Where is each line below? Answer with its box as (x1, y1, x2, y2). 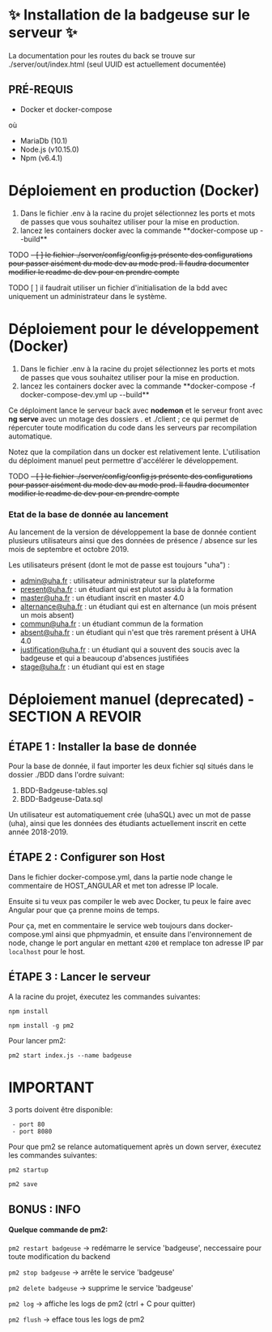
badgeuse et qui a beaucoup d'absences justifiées (19, 653, 189, 662)
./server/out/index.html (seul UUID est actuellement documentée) (8, 59, 227, 69)
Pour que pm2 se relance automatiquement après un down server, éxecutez (8, 1141, 261, 1152)
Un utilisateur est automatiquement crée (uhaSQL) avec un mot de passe (8, 809, 252, 820)
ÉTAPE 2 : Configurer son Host (8, 850, 165, 864)
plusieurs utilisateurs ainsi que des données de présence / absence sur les (8, 535, 257, 545)
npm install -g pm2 (8, 1021, 74, 1030)
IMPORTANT (8, 1078, 95, 1096)
